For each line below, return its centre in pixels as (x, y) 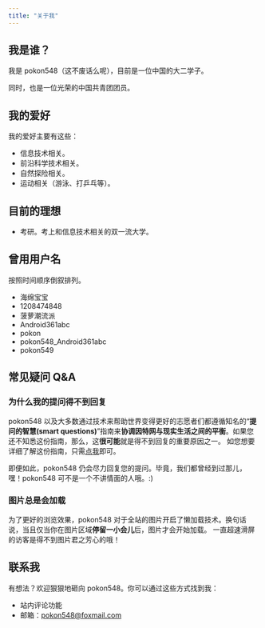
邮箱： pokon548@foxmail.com (71, 615)
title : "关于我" (34, 16)
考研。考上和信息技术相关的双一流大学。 (86, 232)
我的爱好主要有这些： (43, 136)
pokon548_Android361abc (63, 342)
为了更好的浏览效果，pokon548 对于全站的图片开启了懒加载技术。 (117, 519)
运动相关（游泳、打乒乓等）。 (67, 183)
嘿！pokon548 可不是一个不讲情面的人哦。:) (81, 478)
